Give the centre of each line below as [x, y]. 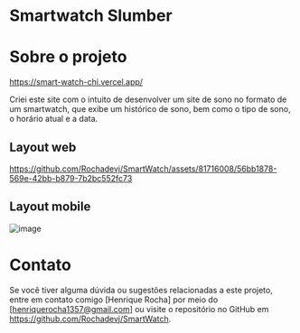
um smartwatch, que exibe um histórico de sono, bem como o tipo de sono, [150, 109]
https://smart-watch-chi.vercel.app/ [76, 82]
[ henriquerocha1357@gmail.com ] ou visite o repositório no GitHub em [139, 309]
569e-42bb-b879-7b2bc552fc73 [71, 178]
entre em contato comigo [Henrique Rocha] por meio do [114, 300]
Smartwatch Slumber [91, 16]
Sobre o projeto [68, 57]
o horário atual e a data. [54, 119]
